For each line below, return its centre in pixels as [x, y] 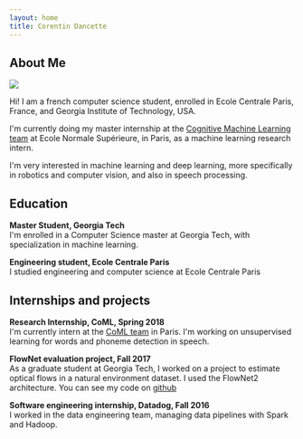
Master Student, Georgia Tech [67, 225]
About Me [38, 63]
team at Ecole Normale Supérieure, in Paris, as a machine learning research [150, 138]
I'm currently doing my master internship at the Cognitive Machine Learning [150, 129]
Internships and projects [80, 300]
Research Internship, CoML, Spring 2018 [87, 321]
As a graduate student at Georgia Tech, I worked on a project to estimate [145, 368]
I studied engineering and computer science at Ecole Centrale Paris [135, 272]
